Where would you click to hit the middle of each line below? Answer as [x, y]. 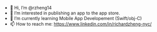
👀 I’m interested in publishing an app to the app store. [65, 13]
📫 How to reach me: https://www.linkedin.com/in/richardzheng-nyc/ [81, 24]
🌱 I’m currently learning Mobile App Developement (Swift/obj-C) [76, 18]
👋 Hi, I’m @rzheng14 [31, 8]
